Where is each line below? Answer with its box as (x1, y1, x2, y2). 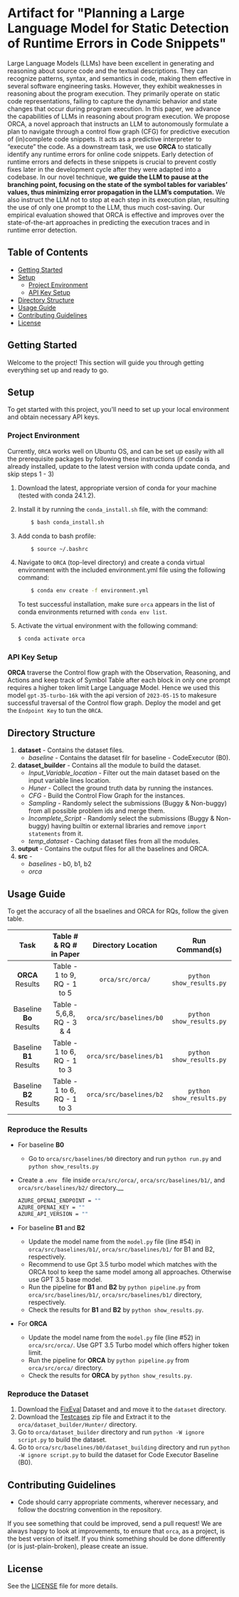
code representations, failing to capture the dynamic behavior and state (7, 96, 218, 105)
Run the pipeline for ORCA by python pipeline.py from (28, 1356, 190, 1364)
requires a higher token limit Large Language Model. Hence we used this (7, 684, 221, 692)
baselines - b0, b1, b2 (28, 860, 92, 868)
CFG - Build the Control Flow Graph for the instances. (28, 791, 186, 800)
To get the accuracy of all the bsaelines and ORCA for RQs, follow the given (7, 907, 229, 916)
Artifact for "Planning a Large (7, 5, 185, 21)
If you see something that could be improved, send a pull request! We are (7, 1519, 223, 1528)
